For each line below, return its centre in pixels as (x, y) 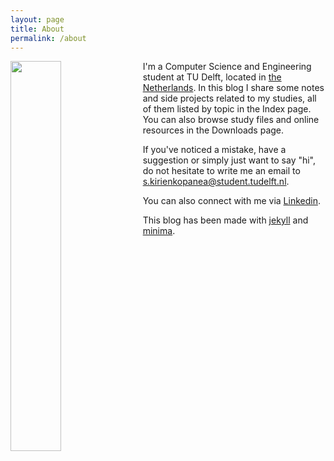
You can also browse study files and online (231, 120)
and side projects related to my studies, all (229, 98)
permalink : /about (48, 38)
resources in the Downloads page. (213, 130)
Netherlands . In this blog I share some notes (233, 88)
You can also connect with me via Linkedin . (231, 201)
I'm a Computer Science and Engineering (227, 67)
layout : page (37, 19)
